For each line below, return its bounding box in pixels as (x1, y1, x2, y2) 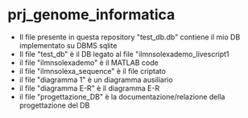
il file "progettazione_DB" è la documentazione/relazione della (19, 92, 225, 101)
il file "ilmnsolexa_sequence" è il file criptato (19, 66, 167, 75)
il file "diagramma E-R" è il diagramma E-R (19, 83, 160, 93)
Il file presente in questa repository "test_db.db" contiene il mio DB (19, 32, 241, 42)
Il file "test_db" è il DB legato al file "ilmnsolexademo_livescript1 (19, 49, 230, 59)
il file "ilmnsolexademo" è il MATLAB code (19, 58, 159, 67)
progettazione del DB (19, 100, 90, 110)
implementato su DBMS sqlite (19, 40, 118, 50)
